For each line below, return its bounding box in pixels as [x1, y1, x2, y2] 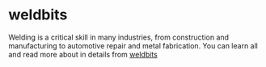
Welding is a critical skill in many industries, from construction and [8, 32, 229, 42]
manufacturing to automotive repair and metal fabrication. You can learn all [8, 40, 259, 50]
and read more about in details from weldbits [8, 49, 158, 59]
